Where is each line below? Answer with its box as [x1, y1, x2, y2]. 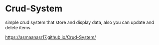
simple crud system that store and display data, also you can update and [5, 19, 155, 25]
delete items [5, 24, 31, 30]
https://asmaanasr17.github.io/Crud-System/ [5, 34, 96, 40]
